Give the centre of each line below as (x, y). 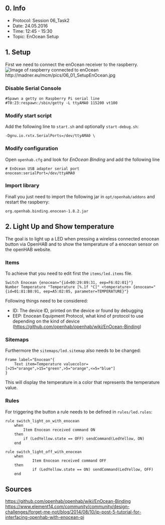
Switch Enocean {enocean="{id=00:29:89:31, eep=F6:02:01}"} (69, 282)
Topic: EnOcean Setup (36, 36)
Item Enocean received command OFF (69, 461)
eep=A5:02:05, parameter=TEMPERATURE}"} (86, 291)
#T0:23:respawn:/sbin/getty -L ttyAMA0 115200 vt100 (61, 103)
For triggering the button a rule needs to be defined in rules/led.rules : (79, 412)
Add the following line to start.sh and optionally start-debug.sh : (72, 127)
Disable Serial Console (33, 88)
